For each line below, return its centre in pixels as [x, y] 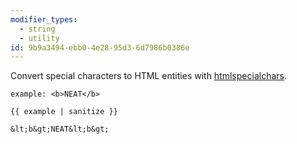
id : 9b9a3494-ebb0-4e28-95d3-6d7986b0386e [100, 47]
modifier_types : [44, 19]
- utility [39, 38]
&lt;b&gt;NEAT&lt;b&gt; [60, 129]
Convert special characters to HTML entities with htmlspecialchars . [148, 76]
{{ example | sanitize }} [64, 112]
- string [37, 29]
